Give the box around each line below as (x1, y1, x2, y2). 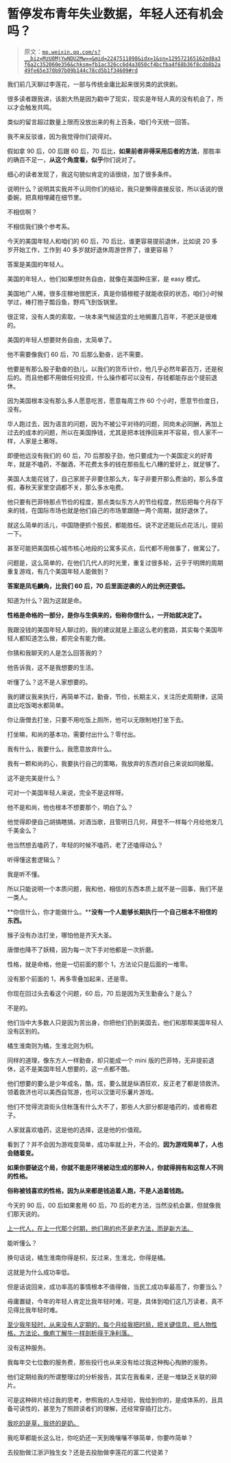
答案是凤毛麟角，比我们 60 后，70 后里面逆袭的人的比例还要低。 (7, 581, 189, 590)
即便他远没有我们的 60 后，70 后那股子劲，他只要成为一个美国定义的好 (7, 451, 207, 460)
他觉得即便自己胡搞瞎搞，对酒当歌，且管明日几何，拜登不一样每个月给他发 (7, 817, 217, 826)
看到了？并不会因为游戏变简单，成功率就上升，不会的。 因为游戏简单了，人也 (7, 1140, 223, 1148)
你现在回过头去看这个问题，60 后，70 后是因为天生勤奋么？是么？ (7, 989, 193, 997)
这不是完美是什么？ (7, 773, 62, 782)
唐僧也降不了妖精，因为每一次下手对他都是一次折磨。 (7, 945, 158, 954)
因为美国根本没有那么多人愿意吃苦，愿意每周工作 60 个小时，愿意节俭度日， (7, 396, 223, 405)
